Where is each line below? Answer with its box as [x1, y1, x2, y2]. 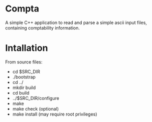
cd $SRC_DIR [12, 68, 40, 74]
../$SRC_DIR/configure [12, 95, 59, 101]
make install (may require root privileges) [12, 111, 97, 117]
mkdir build [12, 84, 36, 90]
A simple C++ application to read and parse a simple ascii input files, [5, 19, 147, 25]
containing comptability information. [5, 24, 80, 30]
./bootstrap [12, 73, 36, 80]
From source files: [5, 58, 43, 65]
